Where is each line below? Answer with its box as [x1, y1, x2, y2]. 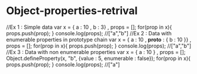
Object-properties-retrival [6, 4, 138, 18]
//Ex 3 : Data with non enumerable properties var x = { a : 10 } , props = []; [6, 48, 186, 55]
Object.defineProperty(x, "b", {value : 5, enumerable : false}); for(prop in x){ [6, 55, 191, 62]
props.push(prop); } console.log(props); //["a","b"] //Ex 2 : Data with [6, 29, 172, 36]
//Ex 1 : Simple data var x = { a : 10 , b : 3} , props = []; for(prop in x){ [6, 23, 172, 31]
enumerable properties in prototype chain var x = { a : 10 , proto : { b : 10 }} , [6, 36, 192, 43]
